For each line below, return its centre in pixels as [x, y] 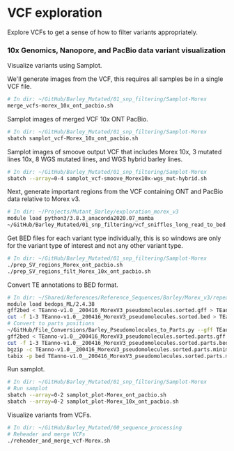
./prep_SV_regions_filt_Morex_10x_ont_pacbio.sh [79, 271]
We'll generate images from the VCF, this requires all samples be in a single [115, 79]
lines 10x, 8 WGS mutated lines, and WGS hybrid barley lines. [95, 159]
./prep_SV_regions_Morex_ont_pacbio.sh [65, 265]
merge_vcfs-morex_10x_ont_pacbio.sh [60, 106]
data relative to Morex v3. [44, 199]
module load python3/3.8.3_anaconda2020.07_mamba [81, 219]
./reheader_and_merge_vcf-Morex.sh [59, 441]
